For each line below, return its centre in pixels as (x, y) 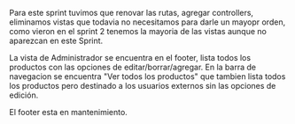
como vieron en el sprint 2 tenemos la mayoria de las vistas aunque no (138, 31)
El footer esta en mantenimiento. (69, 112)
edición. (24, 95)
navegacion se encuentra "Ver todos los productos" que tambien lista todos (147, 77)
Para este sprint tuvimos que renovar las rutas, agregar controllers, (132, 13)
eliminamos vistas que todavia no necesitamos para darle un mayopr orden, (147, 22)
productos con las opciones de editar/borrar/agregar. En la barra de (133, 67)
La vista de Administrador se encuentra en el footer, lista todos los (130, 58)
